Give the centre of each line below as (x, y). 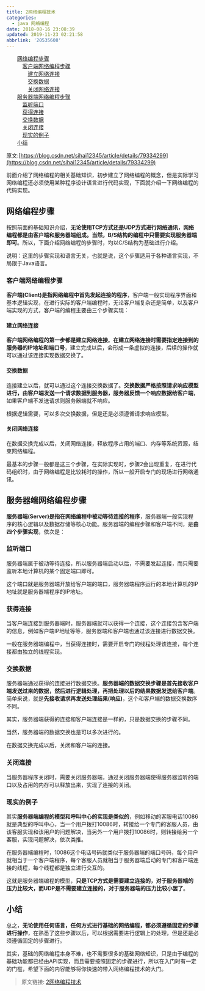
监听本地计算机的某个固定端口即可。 (52, 571)
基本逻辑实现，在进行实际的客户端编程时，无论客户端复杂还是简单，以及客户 (103, 302)
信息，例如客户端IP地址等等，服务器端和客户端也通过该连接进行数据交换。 (105, 631)
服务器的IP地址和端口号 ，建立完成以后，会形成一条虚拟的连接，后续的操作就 (103, 348)
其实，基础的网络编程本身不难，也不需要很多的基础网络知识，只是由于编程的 (103, 953)
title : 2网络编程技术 (31, 12)
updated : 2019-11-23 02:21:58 (45, 35)
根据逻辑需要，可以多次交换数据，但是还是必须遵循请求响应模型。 (89, 414)
